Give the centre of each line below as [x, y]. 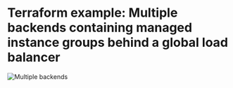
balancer [34, 58]
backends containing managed [100, 28]
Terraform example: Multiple [93, 13]
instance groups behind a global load [118, 43]
